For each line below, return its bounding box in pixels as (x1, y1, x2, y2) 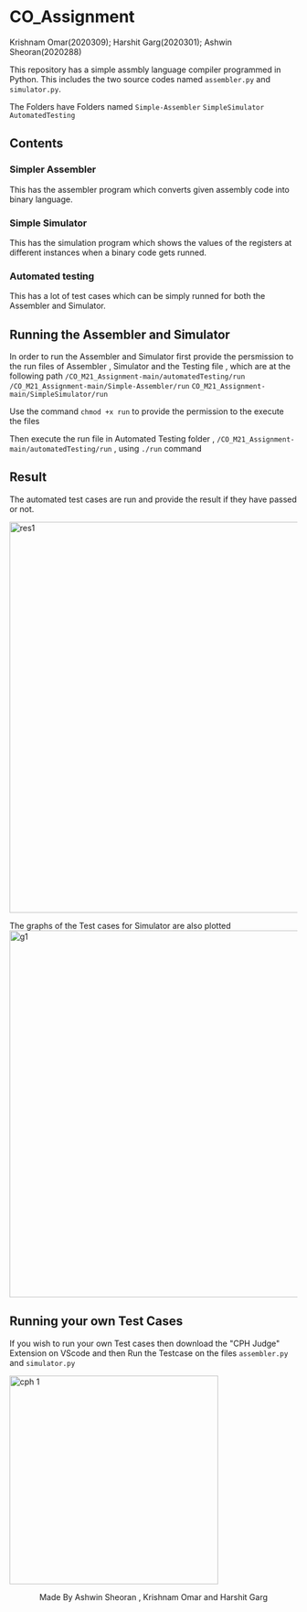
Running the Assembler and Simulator (9, 326, 230, 342)
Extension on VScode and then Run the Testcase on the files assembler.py (9, 1347, 289, 1359)
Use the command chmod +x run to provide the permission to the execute (9, 406, 285, 417)
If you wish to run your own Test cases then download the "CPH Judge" (9, 1338, 281, 1349)
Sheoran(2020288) (9, 46, 82, 57)
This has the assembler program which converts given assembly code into (9, 184, 291, 195)
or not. (9, 503, 35, 514)
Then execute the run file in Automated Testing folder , (9, 433, 216, 444)
